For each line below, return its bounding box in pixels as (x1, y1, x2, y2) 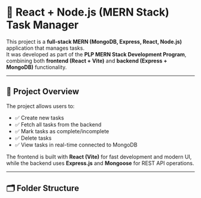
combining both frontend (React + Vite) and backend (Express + (6, 57, 167, 64)
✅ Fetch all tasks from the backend (14, 121, 102, 128)
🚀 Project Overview (6, 86, 80, 97)
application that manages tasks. (6, 44, 85, 52)
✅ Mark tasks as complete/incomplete (14, 127, 109, 134)
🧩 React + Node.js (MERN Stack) (6, 5, 169, 19)
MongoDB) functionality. (6, 63, 67, 71)
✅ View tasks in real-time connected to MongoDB (14, 141, 138, 148)
